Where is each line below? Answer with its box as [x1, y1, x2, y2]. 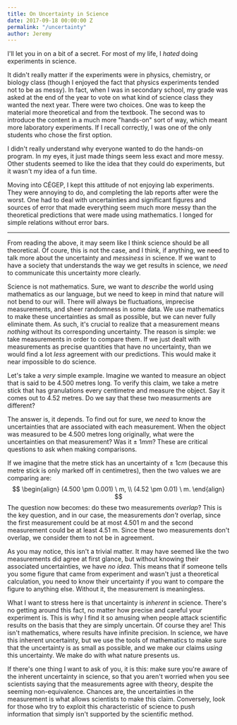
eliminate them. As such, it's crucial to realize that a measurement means [7, 320, 220, 329]
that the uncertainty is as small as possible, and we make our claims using [7, 644, 223, 652]
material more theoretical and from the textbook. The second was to [7, 108, 206, 117]
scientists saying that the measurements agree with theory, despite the [7, 680, 214, 688]
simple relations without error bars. [7, 219, 109, 227]
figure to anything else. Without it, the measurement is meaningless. [7, 585, 206, 593]
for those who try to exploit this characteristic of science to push [7, 702, 195, 711]
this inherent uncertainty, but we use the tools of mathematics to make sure [7, 636, 227, 644]
